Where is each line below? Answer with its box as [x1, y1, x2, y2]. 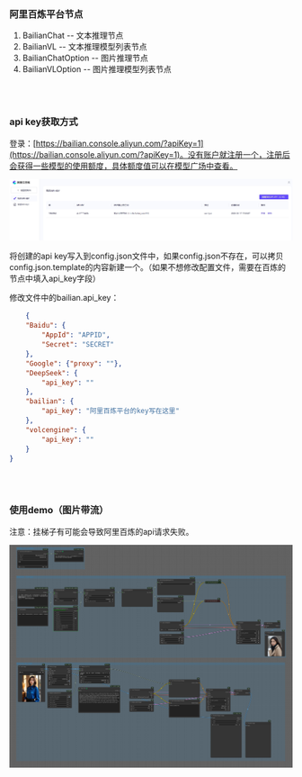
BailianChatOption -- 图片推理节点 [22, 52, 148, 64]
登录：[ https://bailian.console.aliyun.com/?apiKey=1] [9, 138, 204, 149]
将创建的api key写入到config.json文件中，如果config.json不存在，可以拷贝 [9, 250, 284, 262]
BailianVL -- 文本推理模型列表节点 [22, 41, 147, 52]
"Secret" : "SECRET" [41, 340, 115, 349]
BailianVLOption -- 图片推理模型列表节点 [22, 64, 173, 75]
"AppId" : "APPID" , [41, 330, 111, 339]
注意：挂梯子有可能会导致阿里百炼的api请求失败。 [9, 526, 194, 537]
